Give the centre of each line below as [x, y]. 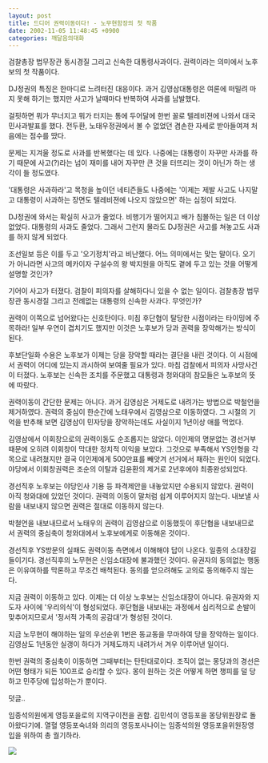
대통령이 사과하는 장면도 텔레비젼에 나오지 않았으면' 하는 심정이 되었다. [126, 200]
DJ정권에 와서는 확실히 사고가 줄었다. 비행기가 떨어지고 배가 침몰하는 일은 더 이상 [134, 217]
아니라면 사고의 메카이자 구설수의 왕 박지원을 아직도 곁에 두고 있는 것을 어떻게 [137, 264]
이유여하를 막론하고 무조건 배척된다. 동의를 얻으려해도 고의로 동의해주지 [128, 570]
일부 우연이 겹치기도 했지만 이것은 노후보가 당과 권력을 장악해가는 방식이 [144, 328]
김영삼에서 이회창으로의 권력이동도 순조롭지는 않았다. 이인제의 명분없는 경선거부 [132, 439]
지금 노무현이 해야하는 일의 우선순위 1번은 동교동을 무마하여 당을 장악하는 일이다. [133, 634]
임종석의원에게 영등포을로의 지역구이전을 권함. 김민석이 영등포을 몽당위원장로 [128, 715]
